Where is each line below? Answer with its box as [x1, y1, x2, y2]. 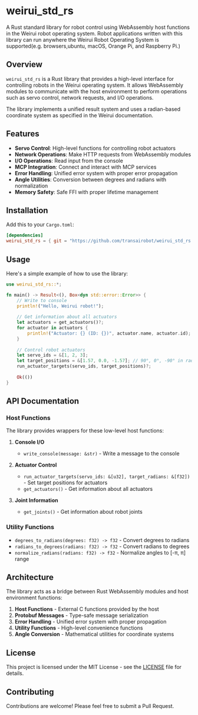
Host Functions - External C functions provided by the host [14, 606, 159, 613]
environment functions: [6, 594, 63, 601]
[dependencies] [6, 232, 44, 238]
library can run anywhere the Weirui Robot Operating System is [6, 36, 159, 43]
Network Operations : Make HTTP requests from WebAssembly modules [14, 150, 192, 158]
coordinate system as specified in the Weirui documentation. [6, 111, 154, 119]
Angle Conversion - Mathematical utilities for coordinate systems [14, 631, 174, 638]
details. [6, 670, 24, 677]
